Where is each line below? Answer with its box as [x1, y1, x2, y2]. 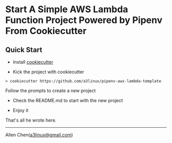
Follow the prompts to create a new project [5, 88, 96, 94]
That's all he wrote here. [5, 117, 57, 123]
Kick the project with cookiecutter [12, 69, 84, 75]
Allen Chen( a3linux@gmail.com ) [5, 132, 73, 138]
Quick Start [5, 45, 42, 54]
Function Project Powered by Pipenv [5, 14, 163, 26]
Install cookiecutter [12, 59, 54, 65]
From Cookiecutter [5, 25, 87, 37]
